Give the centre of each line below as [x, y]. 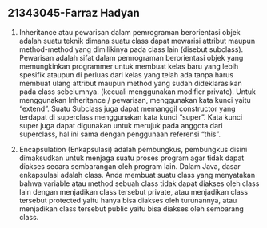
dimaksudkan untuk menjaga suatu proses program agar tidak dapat [132, 158]
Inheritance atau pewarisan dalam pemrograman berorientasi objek [130, 32]
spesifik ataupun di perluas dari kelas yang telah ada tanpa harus [126, 74]
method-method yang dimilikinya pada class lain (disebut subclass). [131, 49]
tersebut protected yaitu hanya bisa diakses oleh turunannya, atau [128, 200]
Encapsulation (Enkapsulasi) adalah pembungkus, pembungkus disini [133, 149]
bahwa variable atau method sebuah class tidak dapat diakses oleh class [139, 183]
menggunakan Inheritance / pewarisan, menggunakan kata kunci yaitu [135, 100]
